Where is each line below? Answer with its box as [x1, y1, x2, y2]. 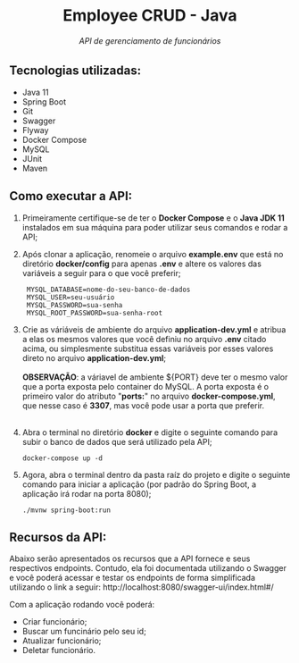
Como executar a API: [9, 189, 133, 204]
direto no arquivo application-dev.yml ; [21, 352, 167, 363]
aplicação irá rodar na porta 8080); [21, 488, 152, 499]
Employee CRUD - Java [62, 5, 237, 26]
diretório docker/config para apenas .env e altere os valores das [21, 258, 262, 269]
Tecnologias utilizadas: [9, 63, 141, 79]
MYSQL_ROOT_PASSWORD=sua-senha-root [26, 308, 163, 317]
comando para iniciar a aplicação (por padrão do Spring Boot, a [21, 479, 257, 490]
